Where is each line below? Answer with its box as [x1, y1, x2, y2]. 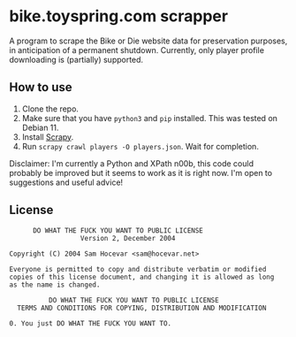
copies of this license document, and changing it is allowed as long [9, 272, 275, 281]
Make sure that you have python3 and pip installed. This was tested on [21, 112, 278, 123]
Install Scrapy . [21, 131, 74, 142]
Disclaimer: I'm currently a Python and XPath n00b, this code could [9, 157, 254, 169]
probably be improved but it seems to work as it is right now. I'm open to [9, 167, 272, 178]
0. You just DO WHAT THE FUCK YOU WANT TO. [9, 318, 172, 328]
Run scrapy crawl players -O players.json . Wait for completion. [21, 141, 259, 151]
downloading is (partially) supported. [9, 54, 144, 65]
